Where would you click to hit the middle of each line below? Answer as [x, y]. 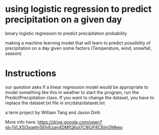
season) [13, 53]
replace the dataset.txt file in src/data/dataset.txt [55, 103]
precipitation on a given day [64, 20]
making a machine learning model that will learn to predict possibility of [78, 43]
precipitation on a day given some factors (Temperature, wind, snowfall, [79, 48]
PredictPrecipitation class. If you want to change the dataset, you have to [80, 97]
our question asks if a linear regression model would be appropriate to [77, 87]
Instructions [31, 73]
